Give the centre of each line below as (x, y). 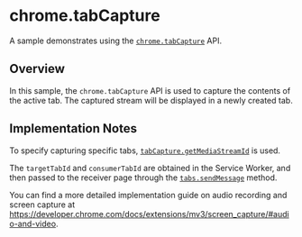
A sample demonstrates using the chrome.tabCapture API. (116, 41)
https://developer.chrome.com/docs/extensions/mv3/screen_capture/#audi (150, 214)
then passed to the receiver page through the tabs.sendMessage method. (143, 178)
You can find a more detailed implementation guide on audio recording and (148, 195)
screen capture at (42, 205)
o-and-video (33, 223)
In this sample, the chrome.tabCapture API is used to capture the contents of (150, 90)
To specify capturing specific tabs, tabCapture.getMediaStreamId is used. (145, 150)
